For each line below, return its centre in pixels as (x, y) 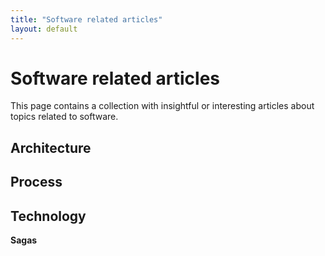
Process (36, 182)
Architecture (51, 147)
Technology (48, 216)
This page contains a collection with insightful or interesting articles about (162, 106)
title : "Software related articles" (86, 19)
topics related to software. (64, 117)
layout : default (44, 29)
